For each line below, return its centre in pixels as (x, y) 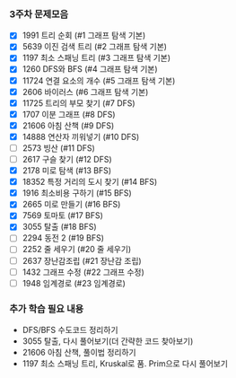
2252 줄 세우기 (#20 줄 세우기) (77, 250)
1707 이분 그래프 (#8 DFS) (69, 114)
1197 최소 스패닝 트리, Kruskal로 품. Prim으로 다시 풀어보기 (125, 364)
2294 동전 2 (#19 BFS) (63, 238)
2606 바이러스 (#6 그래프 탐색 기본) (85, 92)
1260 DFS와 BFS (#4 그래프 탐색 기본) (90, 69)
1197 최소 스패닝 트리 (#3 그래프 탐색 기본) (96, 58)
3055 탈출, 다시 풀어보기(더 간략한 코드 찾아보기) (108, 341)
